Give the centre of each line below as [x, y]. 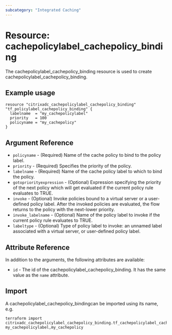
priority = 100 [28, 118]
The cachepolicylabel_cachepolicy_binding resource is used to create [79, 71]
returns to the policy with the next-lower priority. [64, 210]
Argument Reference [39, 143]
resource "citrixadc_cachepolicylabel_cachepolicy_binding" [71, 105]
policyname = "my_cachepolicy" [43, 123]
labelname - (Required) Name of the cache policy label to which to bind [87, 172]
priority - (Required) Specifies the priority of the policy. [72, 166]
